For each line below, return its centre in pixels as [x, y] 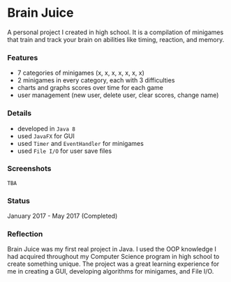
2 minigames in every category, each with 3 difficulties [96, 80]
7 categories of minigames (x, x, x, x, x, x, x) [81, 73]
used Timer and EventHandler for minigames [81, 143]
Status [18, 200]
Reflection [25, 234]
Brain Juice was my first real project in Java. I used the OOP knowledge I [112, 249]
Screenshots [29, 169]
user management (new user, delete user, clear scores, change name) [118, 95]
